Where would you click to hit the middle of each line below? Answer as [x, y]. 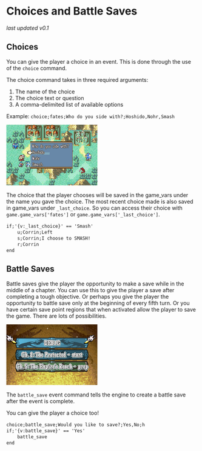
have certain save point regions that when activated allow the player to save [101, 309]
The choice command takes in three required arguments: [77, 79]
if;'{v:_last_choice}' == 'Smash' [50, 226]
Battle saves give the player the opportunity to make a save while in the [95, 284]
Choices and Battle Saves [72, 11]
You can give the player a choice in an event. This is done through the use [99, 61]
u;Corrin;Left [35, 232]
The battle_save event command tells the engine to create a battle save [96, 395]
